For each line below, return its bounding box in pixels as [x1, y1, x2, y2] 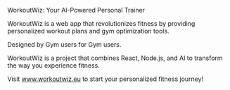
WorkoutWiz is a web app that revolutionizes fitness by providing [7, 20, 196, 27]
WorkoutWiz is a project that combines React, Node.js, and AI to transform [7, 54, 223, 62]
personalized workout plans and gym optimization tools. [7, 27, 170, 35]
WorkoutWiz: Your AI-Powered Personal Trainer [7, 6, 146, 14]
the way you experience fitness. [7, 61, 101, 69]
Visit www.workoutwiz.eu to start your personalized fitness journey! [7, 75, 204, 83]
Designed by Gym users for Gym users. [7, 40, 122, 48]
